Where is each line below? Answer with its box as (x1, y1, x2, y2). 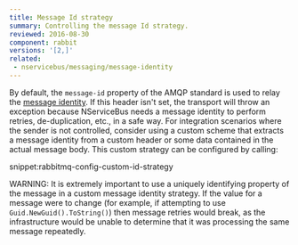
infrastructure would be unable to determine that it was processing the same (9, 216, 290, 227)
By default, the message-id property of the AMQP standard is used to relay (9, 86, 280, 98)
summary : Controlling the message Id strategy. (9, 21, 189, 30)
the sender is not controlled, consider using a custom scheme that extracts (9, 125, 285, 135)
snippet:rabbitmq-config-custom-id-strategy (9, 161, 173, 172)
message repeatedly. (9, 225, 86, 236)
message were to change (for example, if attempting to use (9, 197, 227, 208)
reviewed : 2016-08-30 (9, 29, 90, 38)
